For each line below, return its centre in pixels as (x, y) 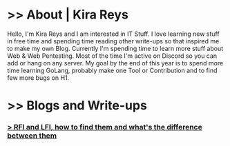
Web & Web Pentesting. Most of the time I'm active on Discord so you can (112, 56)
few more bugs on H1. (38, 77)
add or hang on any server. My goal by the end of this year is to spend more (115, 63)
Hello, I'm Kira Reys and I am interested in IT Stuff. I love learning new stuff (113, 34)
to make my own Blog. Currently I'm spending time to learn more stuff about (115, 48)
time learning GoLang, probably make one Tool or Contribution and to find (112, 70)
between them (32, 136)
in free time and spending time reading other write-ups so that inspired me (113, 41)
